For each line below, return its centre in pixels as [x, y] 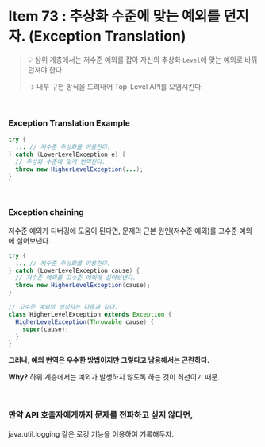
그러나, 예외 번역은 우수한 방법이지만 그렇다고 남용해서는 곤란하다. [109, 360]
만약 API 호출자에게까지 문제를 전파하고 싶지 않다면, [101, 415]
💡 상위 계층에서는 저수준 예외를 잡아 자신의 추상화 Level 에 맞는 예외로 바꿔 [142, 60]
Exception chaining [46, 212]
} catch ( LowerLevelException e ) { [67, 154]
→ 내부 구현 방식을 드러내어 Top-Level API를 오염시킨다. [115, 86]
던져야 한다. [46, 69]
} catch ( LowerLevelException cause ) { [74, 270]
